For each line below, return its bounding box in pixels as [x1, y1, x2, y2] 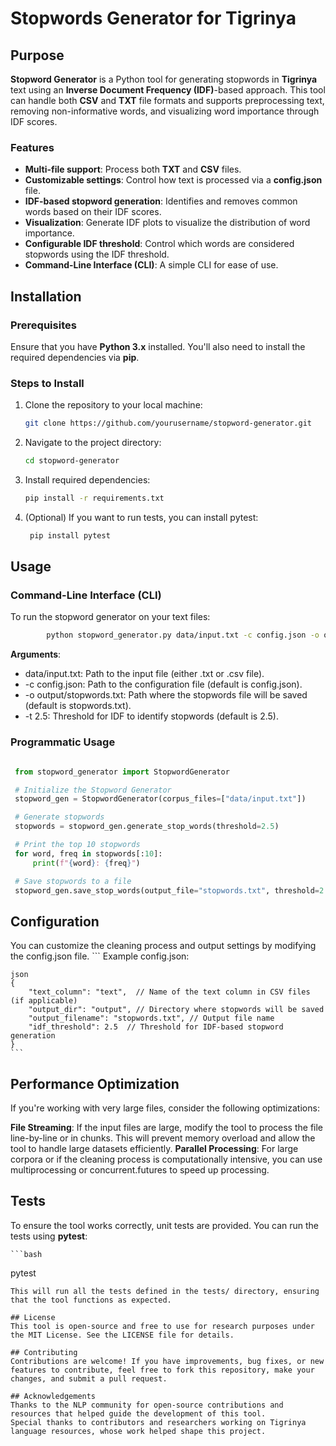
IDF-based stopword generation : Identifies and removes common [24, 195, 298, 207]
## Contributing [10, 1347, 78, 1357]
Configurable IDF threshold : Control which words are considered [24, 238, 295, 250]
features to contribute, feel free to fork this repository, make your [10, 1365, 315, 1375]
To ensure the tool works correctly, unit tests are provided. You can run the [10, 1219, 319, 1231]
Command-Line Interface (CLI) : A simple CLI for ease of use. [24, 259, 279, 271]
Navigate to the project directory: [24, 437, 162, 449]
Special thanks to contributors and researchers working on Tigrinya [10, 1417, 307, 1427]
